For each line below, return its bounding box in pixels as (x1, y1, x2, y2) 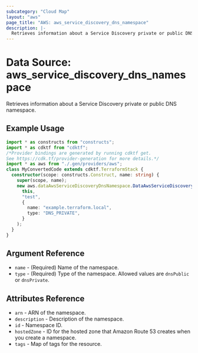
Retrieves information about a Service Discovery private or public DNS (6, 101, 177, 108)
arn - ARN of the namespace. (14, 309, 86, 317)
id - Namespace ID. (14, 322, 63, 329)
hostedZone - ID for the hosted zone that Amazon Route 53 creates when (14, 328, 190, 335)
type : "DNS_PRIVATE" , (27, 210, 81, 217)
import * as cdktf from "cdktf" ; (6, 145, 88, 151)
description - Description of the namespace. (14, 315, 124, 322)
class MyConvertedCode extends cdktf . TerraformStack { (6, 166, 144, 172)
